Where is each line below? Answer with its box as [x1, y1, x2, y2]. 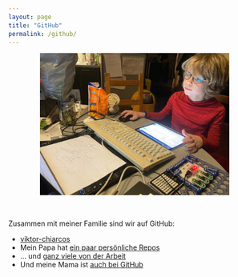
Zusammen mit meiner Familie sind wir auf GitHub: [8, 219, 175, 228]
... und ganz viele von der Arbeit [19, 251, 127, 260]
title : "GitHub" [8, 21, 63, 30]
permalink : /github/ [8, 30, 78, 38]
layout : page [8, 13, 52, 21]
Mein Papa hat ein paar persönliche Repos [19, 243, 160, 252]
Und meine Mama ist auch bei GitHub [19, 259, 144, 269]
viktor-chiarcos [19, 234, 71, 243]
